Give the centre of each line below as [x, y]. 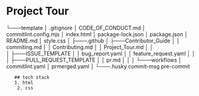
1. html [24, 83]
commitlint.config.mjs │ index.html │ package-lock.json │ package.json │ [97, 34]
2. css [25, 88]
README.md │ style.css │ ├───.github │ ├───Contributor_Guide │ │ [93, 40]
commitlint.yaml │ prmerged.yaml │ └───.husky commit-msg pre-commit [98, 66]
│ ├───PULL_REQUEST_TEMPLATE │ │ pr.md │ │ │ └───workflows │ [94, 60]
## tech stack [32, 77]
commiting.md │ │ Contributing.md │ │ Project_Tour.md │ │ [80, 47]
